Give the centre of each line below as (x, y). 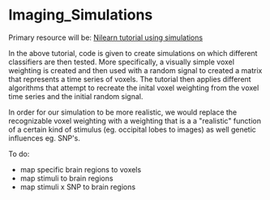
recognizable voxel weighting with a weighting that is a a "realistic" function (135, 120)
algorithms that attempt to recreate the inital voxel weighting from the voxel (134, 88)
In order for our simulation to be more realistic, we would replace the (123, 112)
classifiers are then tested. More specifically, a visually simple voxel (122, 62)
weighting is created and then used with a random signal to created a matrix (135, 70)
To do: (19, 154)
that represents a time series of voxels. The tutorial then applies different (130, 79)
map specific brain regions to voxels (81, 169)
